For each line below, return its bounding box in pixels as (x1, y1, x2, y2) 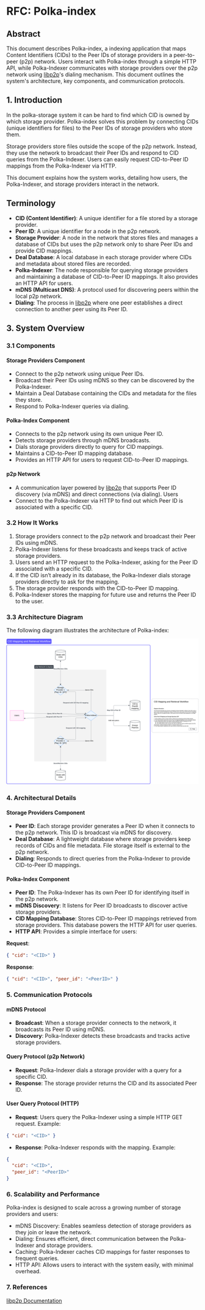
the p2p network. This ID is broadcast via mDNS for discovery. (15, 829, 173, 836)
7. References (6, 1283, 48, 1292)
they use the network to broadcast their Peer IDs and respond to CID (6, 149, 179, 157)
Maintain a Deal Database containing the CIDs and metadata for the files (15, 390, 197, 397)
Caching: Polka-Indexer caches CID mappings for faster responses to (15, 1248, 190, 1256)
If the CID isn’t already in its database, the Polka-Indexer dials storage (15, 571, 191, 579)
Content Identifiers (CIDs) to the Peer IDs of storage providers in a (6, 51, 173, 59)
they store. (15, 396, 43, 404)
